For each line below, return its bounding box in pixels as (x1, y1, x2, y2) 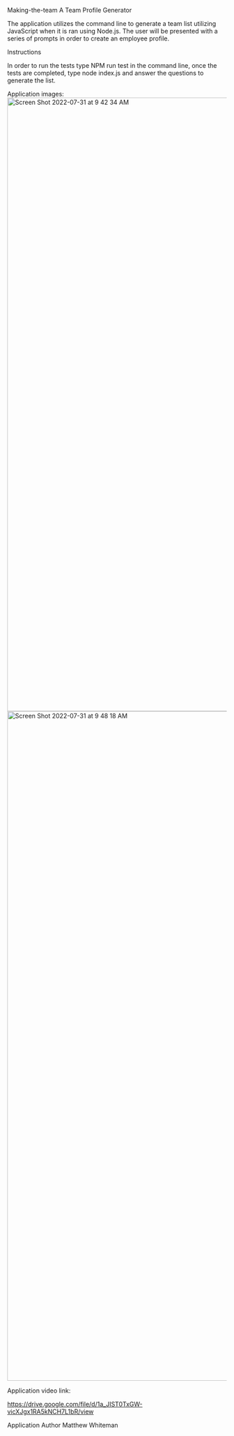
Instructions (7, 48, 42, 56)
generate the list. (7, 76, 56, 85)
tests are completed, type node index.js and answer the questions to (7, 69, 204, 77)
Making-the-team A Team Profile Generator (7, 6, 132, 14)
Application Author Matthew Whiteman (7, 1421, 118, 1429)
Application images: (7, 90, 64, 98)
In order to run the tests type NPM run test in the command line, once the (7, 61, 217, 69)
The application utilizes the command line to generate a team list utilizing (7, 20, 217, 27)
